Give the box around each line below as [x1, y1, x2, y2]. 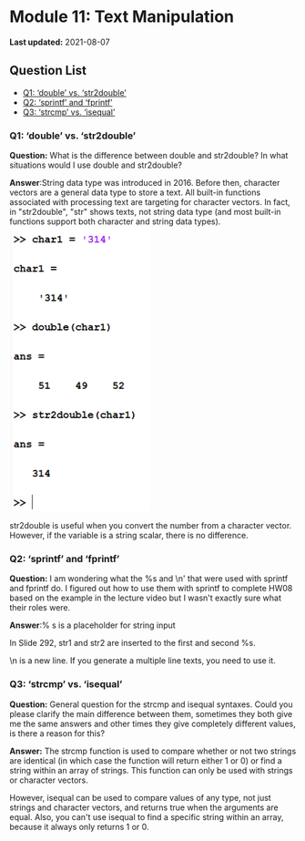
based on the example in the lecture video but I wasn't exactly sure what [9, 592, 282, 603]
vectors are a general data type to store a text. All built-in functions [9, 187, 261, 198]
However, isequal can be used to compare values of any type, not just [9, 792, 271, 803]
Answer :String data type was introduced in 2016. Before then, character [9, 178, 280, 189]
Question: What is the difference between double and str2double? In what [9, 150, 289, 161]
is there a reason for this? [9, 727, 106, 739]
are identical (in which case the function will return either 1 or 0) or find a [9, 754, 282, 766]
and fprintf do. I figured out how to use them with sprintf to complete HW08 [9, 583, 293, 594]
